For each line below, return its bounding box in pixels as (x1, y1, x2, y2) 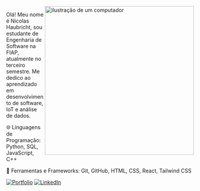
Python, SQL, (6, 143, 39, 150)
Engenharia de (6, 36, 42, 43)
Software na (6, 43, 36, 49)
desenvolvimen (6, 93, 43, 100)
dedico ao (6, 74, 31, 81)
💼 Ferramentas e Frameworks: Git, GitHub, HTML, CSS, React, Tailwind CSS (6, 167, 192, 174)
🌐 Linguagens (6, 124, 40, 130)
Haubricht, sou (6, 24, 43, 30)
